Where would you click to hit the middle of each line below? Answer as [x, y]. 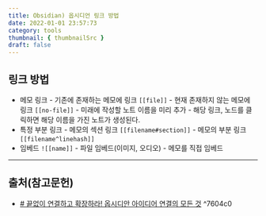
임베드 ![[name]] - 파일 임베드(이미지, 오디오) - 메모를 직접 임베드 [122, 148]
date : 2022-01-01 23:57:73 [53, 23]
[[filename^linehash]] [57, 139]
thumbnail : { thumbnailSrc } [56, 38]
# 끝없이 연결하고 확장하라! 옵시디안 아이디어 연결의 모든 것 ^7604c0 [125, 203]
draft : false [30, 45]
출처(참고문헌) [41, 183]
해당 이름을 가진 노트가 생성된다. [91, 119]
